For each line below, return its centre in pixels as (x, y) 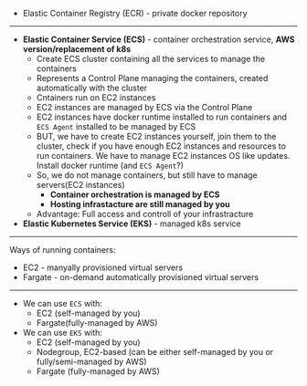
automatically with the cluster (92, 88)
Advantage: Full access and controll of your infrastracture (145, 214)
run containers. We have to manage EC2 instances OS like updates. (163, 156)
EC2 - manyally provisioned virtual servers (103, 267)
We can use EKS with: (63, 333)
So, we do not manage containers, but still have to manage (147, 175)
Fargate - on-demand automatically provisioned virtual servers (140, 277)
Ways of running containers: (63, 250)
